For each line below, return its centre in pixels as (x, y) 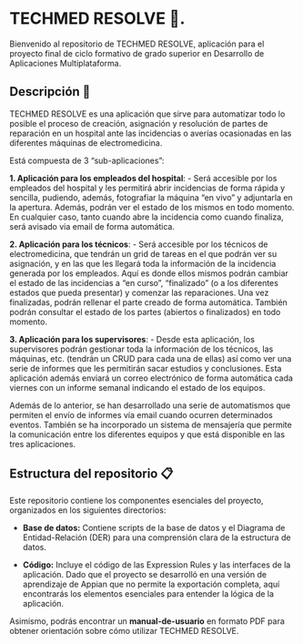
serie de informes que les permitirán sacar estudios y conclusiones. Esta (146, 368)
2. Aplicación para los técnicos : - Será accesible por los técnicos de (139, 244)
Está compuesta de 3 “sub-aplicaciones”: (87, 160)
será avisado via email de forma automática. (92, 226)
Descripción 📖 (50, 92)
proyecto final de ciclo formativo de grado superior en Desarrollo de (137, 53)
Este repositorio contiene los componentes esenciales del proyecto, (136, 500)
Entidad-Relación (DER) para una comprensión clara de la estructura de (157, 537)
